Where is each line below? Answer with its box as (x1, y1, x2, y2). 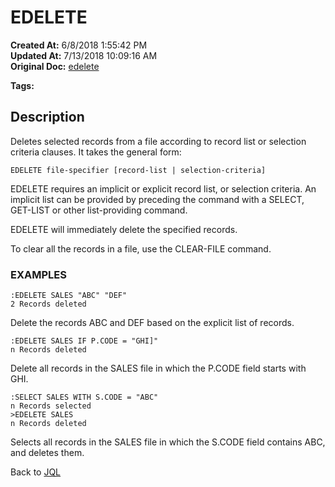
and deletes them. (10, 447, 85, 459)
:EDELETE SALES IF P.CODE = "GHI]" (10, 336, 159, 346)
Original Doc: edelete (10, 60, 100, 72)
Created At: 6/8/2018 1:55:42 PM (10, 39, 148, 51)
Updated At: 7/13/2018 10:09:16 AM (10, 49, 158, 61)
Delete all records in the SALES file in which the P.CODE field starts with (10, 362, 307, 375)
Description (10, 109, 85, 126)
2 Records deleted (10, 299, 87, 310)
